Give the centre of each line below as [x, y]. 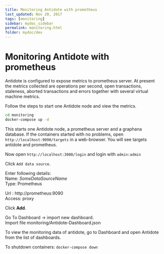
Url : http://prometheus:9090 [34, 193]
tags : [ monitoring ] [25, 19]
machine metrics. [23, 96]
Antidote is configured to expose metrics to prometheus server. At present [80, 81]
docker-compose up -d [27, 119]
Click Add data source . [28, 164]
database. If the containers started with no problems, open [64, 134]
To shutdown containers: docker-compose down [51, 247]
